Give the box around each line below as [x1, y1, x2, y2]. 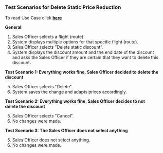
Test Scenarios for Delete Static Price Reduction [5, 4, 121, 11]
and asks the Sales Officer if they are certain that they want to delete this [12, 55, 159, 60]
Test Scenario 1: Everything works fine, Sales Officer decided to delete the [5, 69, 159, 75]
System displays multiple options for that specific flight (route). [12, 39, 139, 45]
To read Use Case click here [5, 15, 62, 21]
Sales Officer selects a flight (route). [12, 34, 85, 40]
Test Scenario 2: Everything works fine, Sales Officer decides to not [5, 98, 145, 104]
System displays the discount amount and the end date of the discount [12, 49, 154, 55]
